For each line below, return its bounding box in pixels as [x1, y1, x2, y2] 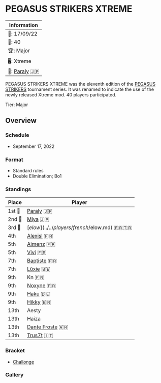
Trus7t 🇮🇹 [27, 332, 53, 339]
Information [9, 21, 38, 29]
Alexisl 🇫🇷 [27, 233, 53, 240]
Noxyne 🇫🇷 [27, 282, 56, 289]
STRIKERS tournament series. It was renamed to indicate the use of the [5, 86, 154, 92]
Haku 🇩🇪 [27, 290, 50, 297]
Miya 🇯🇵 [27, 216, 49, 223]
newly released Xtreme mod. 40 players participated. [5, 91, 117, 97]
